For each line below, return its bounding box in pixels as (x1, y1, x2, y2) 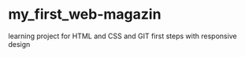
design (8, 39, 31, 48)
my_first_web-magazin (8, 5, 161, 23)
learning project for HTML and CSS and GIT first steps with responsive (8, 31, 238, 41)
